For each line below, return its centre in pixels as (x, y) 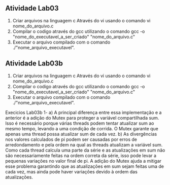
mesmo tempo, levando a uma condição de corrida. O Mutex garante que (82, 128)
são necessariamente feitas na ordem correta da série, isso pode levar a (81, 155)
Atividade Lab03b (34, 64)
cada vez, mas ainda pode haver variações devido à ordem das (72, 171)
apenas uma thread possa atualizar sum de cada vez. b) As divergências (81, 134)
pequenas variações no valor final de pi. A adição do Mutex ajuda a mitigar (83, 161)
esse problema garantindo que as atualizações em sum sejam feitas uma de (84, 166)
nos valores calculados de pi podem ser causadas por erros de (71, 139)
